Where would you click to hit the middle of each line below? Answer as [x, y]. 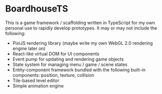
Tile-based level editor [36, 80]
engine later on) [29, 48]
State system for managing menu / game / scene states [70, 64]
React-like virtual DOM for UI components [56, 54]
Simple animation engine [38, 85]
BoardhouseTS [37, 9]
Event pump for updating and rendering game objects [68, 59]
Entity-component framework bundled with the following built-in [79, 70]
